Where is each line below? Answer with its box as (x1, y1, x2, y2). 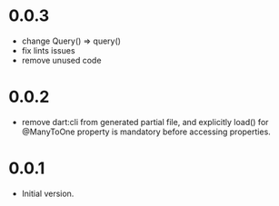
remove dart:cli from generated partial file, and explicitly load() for (21, 116, 269, 127)
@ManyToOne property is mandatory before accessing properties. (21, 126, 272, 137)
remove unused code (21, 54, 102, 65)
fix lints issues (21, 44, 75, 55)
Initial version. (21, 188, 75, 199)
